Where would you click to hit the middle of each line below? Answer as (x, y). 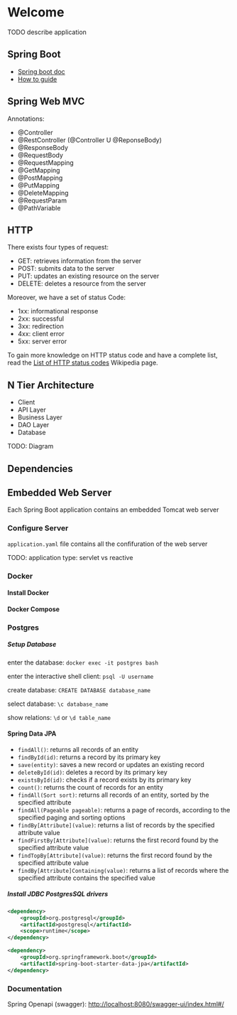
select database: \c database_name (58, 704)
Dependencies (40, 469)
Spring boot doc (41, 71)
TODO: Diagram (31, 446)
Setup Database (32, 645)
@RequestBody (40, 155)
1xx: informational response (58, 311)
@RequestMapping (46, 162)
